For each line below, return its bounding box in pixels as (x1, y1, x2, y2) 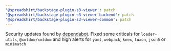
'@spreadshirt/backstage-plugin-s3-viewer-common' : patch (5, 17, 132, 22)
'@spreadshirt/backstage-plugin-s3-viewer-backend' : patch (5, 12, 134, 17)
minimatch (5, 42, 27, 47)
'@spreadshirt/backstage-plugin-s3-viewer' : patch (5, 7, 116, 13)
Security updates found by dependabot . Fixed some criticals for (5, 31, 140, 37)
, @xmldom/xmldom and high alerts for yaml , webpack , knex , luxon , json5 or (16, 36, 166, 42)
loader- (140, 32, 157, 37)
